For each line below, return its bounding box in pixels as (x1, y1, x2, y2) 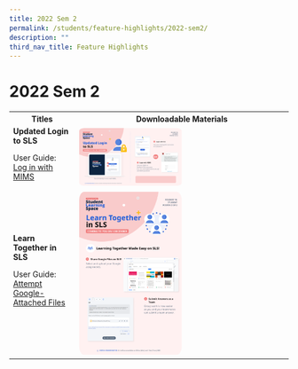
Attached (12, 297, 47, 308)
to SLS (12, 135, 38, 145)
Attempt (12, 279, 43, 289)
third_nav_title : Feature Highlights (9, 43, 149, 51)
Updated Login (12, 125, 69, 137)
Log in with (12, 161, 53, 172)
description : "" (9, 33, 69, 42)
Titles (31, 114, 53, 124)
